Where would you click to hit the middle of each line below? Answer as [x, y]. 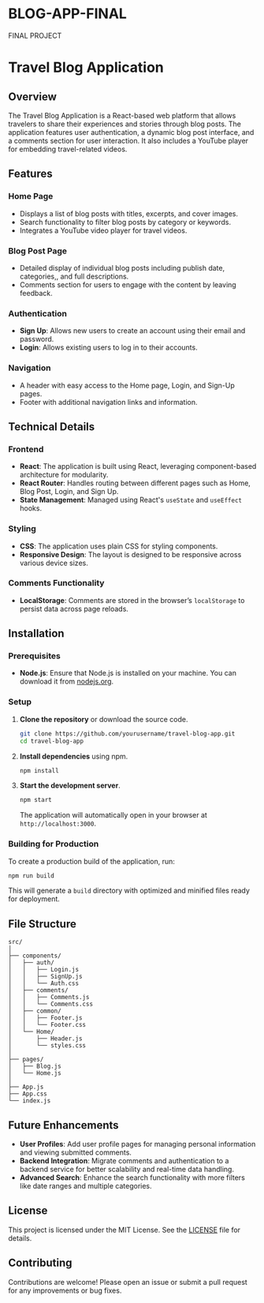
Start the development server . [70, 785]
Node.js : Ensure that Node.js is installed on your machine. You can [128, 673]
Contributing [40, 1263]
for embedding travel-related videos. [68, 149]
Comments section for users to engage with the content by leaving [128, 284]
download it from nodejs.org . [67, 681]
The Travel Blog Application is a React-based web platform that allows [122, 115]
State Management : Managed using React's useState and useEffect [131, 500]
